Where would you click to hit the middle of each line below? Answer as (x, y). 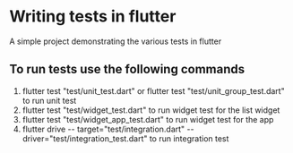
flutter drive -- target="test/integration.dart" (103, 129)
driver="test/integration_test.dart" (85, 138)
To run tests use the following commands (127, 69)
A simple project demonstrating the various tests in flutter (116, 41)
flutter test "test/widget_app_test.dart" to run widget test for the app (148, 119)
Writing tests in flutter (93, 17)
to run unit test (49, 100)
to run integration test (189, 138)
